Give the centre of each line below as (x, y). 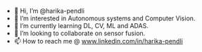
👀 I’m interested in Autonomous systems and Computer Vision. (105, 18)
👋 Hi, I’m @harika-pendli (49, 11)
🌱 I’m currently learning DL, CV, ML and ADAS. (81, 26)
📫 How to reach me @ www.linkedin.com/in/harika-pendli (98, 41)
